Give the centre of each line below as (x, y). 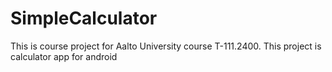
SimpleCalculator (84, 18)
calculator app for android (64, 56)
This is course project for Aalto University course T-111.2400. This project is (166, 46)
